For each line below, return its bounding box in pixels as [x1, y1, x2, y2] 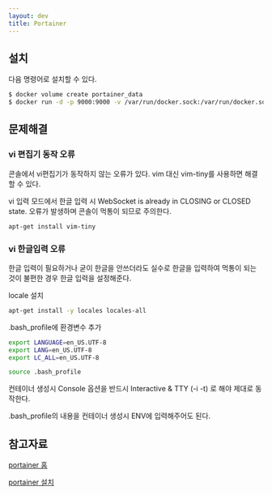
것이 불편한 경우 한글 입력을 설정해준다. [8, 273, 132, 283]
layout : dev [8, 11, 49, 20]
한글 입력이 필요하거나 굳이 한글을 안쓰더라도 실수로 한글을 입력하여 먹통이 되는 [8, 262, 257, 272]
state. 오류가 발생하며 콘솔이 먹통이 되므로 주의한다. [8, 206, 172, 215]
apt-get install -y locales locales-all [8, 306, 147, 314]
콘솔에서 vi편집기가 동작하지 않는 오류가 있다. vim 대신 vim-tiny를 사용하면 [8, 169, 243, 178]
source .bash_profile [8, 368, 82, 377]
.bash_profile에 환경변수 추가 [8, 322, 102, 332]
